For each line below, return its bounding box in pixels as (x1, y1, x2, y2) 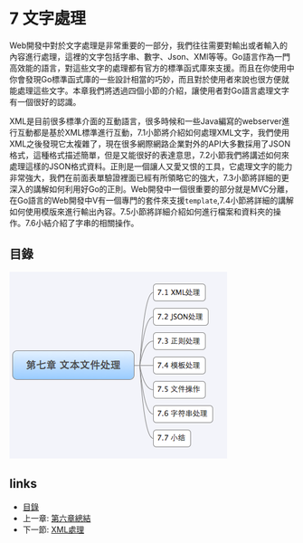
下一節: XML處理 (22, 524, 84, 535)
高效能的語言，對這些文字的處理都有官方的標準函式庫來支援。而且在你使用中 (9, 62, 295, 73)
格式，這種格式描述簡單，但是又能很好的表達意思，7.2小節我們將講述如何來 (9, 149, 289, 160)
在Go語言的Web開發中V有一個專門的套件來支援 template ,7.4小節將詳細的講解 (9, 195, 294, 205)
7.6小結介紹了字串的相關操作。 (24, 217, 139, 228)
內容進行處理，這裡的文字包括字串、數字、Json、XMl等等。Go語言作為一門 (9, 51, 291, 62)
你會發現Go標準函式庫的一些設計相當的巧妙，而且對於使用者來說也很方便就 (9, 73, 289, 84)
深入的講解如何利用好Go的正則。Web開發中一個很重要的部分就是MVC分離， (9, 183, 293, 195)
